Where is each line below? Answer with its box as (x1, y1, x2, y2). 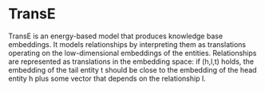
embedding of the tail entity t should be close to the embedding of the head (8, 65, 257, 74)
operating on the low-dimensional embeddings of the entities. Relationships (8, 48, 257, 57)
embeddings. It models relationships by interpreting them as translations (8, 39, 247, 49)
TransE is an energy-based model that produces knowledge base (8, 31, 223, 41)
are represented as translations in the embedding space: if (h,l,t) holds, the (8, 57, 254, 66)
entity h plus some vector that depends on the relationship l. (8, 73, 206, 83)
